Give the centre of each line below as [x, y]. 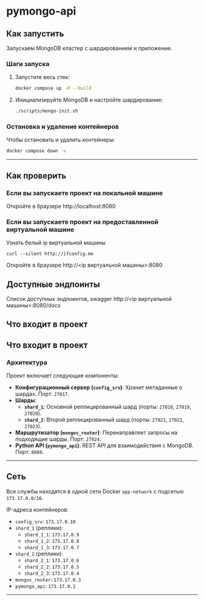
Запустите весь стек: [42, 77]
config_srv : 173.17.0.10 [45, 521]
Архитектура [27, 362]
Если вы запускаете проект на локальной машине [85, 193]
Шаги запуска [28, 64]
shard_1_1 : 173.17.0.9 [52, 534]
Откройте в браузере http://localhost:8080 [61, 206]
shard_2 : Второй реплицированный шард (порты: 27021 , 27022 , [104, 420]
